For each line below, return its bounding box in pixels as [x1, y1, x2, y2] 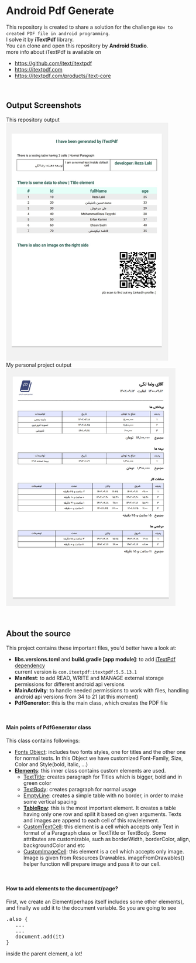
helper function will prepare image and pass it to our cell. [23, 860, 161, 868]
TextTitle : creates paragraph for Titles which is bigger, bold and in [23, 773, 183, 780]
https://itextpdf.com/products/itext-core [14, 72, 111, 79]
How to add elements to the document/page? [6, 885, 118, 892]
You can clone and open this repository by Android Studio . [6, 42, 149, 49]
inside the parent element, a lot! [6, 950, 82, 957]
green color [23, 779, 51, 786]
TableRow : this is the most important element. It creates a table [23, 804, 177, 811]
